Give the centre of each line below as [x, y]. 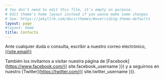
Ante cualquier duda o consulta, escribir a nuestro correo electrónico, [76, 46]
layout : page [18, 23]
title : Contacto [22, 32]
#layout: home [20, 28]
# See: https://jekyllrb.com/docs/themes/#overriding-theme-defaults [78, 19]
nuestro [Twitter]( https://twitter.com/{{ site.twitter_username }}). [70, 71]
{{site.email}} [18, 52]
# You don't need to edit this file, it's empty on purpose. [69, 10]
